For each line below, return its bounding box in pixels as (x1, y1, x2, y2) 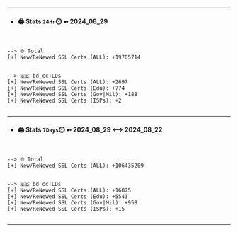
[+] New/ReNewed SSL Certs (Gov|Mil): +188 (7, 91, 138, 98)
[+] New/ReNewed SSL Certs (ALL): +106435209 (7, 162, 144, 170)
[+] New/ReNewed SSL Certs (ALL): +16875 (7, 187, 132, 195)
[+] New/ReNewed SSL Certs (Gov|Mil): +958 (7, 199, 138, 207)
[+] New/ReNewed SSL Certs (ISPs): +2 (7, 97, 122, 105)
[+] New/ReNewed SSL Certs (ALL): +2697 (7, 79, 129, 86)
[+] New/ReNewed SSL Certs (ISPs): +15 (7, 206, 125, 213)
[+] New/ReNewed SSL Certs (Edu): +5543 (7, 193, 129, 200)
